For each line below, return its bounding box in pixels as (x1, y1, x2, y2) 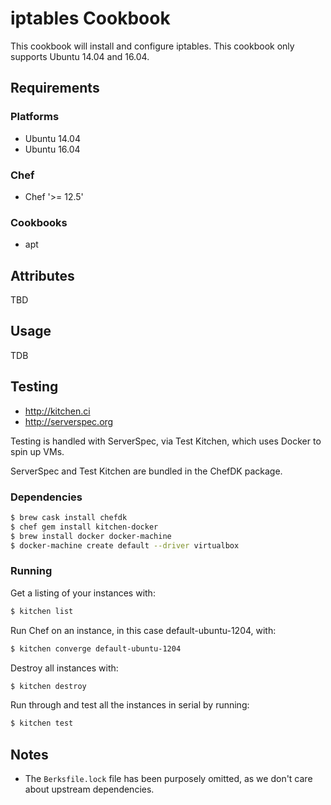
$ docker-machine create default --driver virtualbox (10, 540, 240, 551)
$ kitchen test (10, 718, 74, 729)
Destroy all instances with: (10, 662, 119, 674)
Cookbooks (10, 215, 68, 229)
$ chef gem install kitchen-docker (10, 522, 159, 532)
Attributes (10, 267, 75, 284)
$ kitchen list (10, 606, 74, 616)
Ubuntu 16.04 (24, 143, 81, 155)
